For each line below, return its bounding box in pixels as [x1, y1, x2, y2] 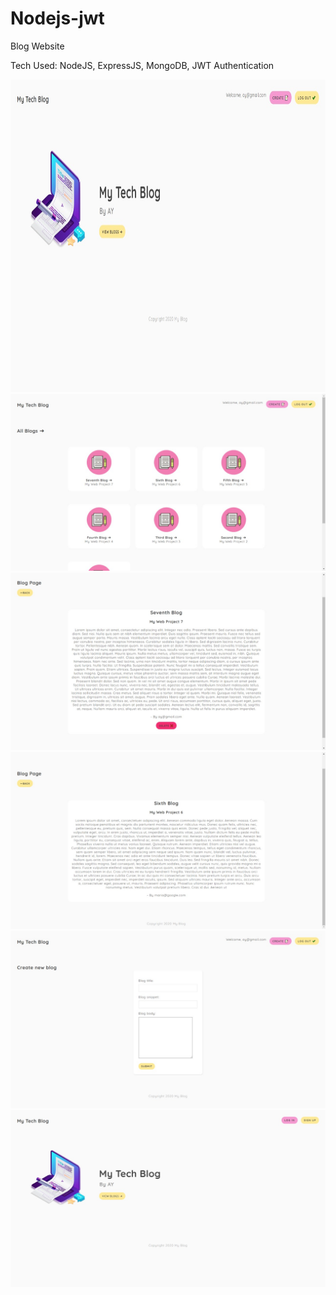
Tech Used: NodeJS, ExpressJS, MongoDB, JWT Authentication [10, 59, 275, 71]
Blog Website [10, 40, 65, 52]
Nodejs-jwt [10, 7, 105, 30]
